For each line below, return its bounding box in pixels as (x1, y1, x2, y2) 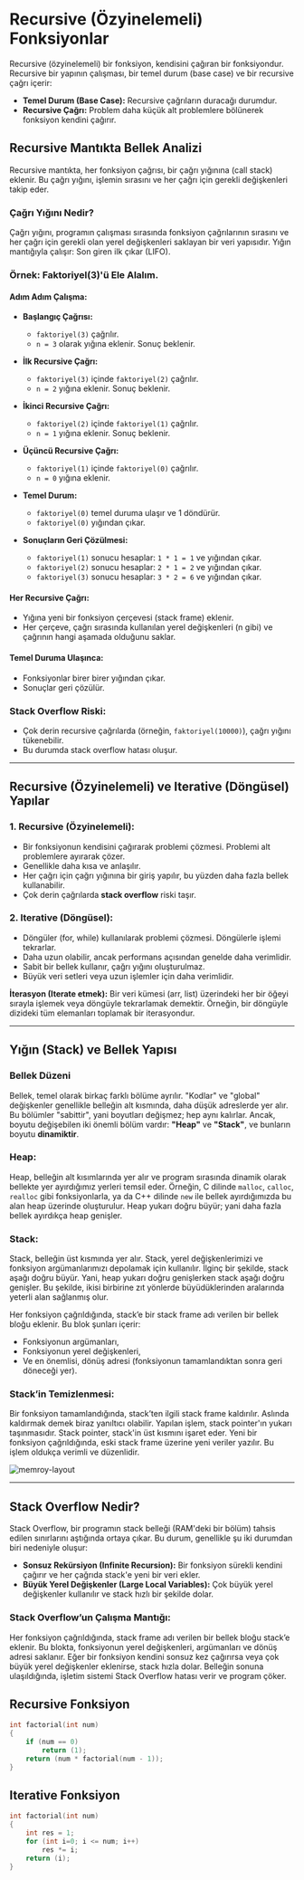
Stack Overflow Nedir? (9, 1499, 140, 1514)
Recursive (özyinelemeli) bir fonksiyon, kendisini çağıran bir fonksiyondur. (9, 58, 284, 69)
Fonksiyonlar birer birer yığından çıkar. (22, 673, 166, 683)
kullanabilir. (22, 879, 65, 891)
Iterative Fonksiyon (9, 1788, 120, 1803)
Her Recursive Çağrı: (9, 592, 90, 603)
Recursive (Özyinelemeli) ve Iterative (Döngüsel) (9, 779, 290, 795)
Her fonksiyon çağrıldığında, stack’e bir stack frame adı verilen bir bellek (9, 1309, 279, 1321)
